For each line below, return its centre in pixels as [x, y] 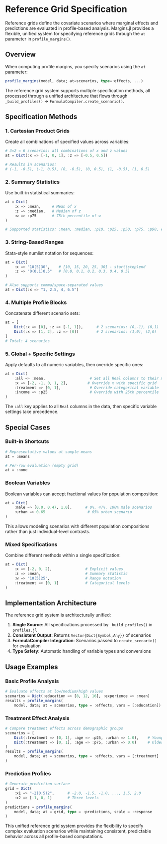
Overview [21, 55]
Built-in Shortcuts [27, 441]
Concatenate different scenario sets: [42, 313]
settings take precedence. [32, 412]
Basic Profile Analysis [32, 681]
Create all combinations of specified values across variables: [68, 142]
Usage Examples [32, 667]
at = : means [17, 456]
